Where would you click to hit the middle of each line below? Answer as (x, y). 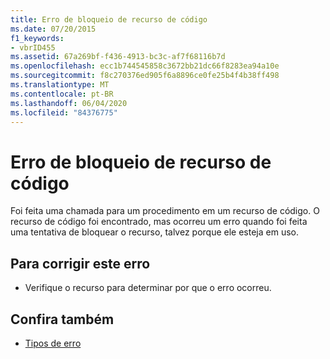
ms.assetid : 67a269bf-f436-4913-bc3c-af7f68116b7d (118, 57)
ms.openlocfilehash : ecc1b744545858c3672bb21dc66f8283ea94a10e (145, 66)
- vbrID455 (33, 47)
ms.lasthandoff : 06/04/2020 (69, 103)
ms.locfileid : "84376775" (64, 112)
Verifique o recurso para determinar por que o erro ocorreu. (148, 288)
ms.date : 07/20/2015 (53, 29)
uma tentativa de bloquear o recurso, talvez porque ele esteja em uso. (154, 232)
